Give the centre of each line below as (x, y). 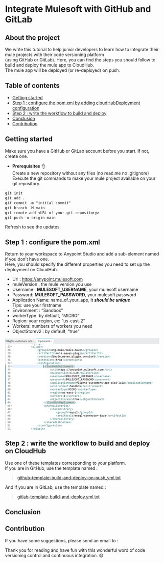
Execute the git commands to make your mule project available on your (84, 178)
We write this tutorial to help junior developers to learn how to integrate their (82, 49)
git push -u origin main (30, 218)
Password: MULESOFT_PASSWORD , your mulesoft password (74, 295)
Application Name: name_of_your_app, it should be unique (71, 300)
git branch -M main (25, 208)
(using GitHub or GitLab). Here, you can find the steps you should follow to (80, 60)
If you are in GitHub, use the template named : (51, 468)
